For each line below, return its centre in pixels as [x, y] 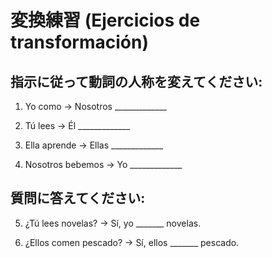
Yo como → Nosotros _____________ [95, 106]
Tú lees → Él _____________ [77, 125]
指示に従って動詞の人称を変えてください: [136, 81]
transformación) [79, 42]
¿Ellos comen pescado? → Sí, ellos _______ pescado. [132, 242]
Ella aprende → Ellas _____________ [94, 145]
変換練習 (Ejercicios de [105, 20]
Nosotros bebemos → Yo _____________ [103, 164]
